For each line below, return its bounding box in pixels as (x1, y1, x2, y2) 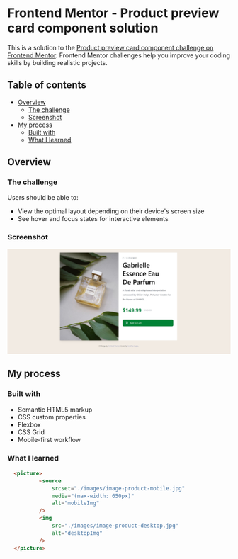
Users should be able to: (7, 193, 79, 202)
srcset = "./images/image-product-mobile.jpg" (52, 485, 186, 492)
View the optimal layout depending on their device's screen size (17, 207, 205, 215)
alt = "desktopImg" (52, 529, 103, 536)
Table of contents (7, 79, 86, 91)
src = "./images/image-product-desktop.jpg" (52, 522, 179, 529)
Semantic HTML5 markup (17, 405, 93, 414)
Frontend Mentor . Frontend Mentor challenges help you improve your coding (7, 51, 231, 60)
